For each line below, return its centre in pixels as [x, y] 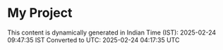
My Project [40, 13]
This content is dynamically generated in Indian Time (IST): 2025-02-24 [112, 32]
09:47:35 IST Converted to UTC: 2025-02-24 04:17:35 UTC [94, 39]
